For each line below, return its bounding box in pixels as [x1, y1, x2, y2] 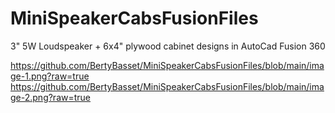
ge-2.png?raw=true [10, 91, 92, 103]
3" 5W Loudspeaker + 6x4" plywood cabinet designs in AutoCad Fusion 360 [10, 40, 326, 52]
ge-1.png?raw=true [10, 70, 90, 82]
